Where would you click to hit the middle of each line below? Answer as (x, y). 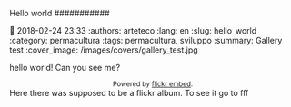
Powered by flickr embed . (153, 84)
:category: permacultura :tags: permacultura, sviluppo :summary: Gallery (146, 40)
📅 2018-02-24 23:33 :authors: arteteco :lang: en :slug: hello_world (133, 30)
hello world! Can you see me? (65, 68)
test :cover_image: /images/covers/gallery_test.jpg (104, 50)
